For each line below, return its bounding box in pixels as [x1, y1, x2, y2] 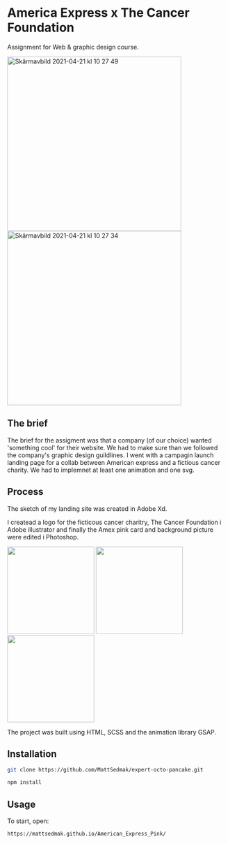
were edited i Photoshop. [7, 532, 79, 541]
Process [7, 486, 44, 498]
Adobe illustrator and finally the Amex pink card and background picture [7, 525, 214, 534]
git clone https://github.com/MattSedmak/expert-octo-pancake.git [7, 767, 204, 774]
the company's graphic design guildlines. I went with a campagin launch [7, 451, 214, 459]
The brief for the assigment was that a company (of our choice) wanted [7, 436, 212, 444]
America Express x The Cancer [7, 5, 190, 21]
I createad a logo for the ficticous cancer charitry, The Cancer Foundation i [7, 518, 222, 526]
